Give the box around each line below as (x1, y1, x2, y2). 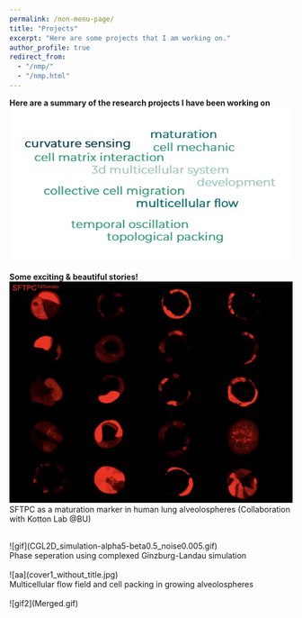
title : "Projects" (9, 23, 78, 33)
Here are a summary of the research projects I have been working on (9, 97, 271, 108)
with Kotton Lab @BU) (9, 513, 92, 524)
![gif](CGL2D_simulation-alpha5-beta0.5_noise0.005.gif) (9, 541, 218, 551)
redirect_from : (9, 52, 67, 62)
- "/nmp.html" (17, 72, 70, 81)
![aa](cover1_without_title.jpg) (9, 569, 119, 580)
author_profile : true (9, 43, 91, 52)
